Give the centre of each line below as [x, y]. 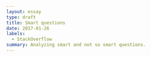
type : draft [21, 17]
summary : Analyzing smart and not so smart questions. [76, 45]
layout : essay [24, 12]
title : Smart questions [36, 23]
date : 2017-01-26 [28, 28]
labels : [16, 34]
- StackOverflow [32, 39]
